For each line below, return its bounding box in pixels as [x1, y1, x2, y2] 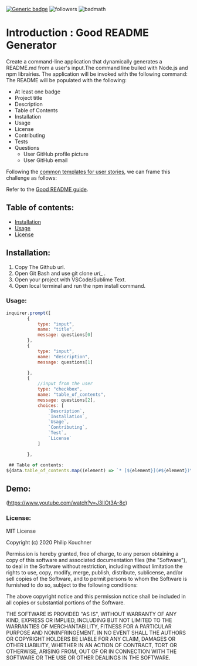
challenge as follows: [6, 174, 57, 181]
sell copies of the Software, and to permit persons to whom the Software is [6, 575, 188, 582]
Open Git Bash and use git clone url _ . [14, 270, 106, 277]
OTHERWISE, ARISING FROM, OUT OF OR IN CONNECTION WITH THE [6, 648, 177, 655]
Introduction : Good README [6, 26, 150, 39]
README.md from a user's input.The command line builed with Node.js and [6, 64, 189, 71]
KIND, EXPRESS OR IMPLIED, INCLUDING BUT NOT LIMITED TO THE [6, 617, 172, 624]
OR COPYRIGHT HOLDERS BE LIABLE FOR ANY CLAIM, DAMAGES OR [6, 635, 176, 643]
